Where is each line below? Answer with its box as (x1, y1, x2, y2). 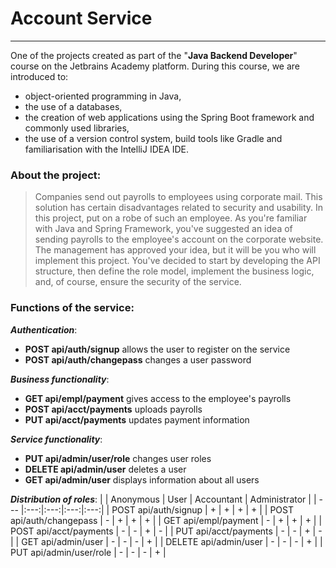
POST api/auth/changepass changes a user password (24, 353, 252, 366)
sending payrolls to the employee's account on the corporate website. (34, 233, 324, 246)
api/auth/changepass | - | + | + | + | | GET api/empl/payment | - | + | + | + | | (10, 514, 323, 526)
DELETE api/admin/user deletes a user (24, 463, 187, 475)
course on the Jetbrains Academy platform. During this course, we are (10, 60, 301, 72)
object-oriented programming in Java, (24, 90, 182, 102)
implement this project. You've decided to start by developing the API (34, 255, 321, 267)
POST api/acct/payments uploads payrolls (24, 403, 203, 415)
